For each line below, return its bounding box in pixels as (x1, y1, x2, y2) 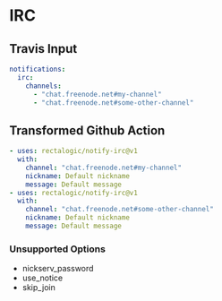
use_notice (21, 272, 64, 283)
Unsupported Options (9, 243, 106, 255)
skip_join (21, 282, 56, 293)
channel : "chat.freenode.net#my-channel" (25, 163, 182, 172)
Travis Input (9, 41, 78, 56)
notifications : (9, 64, 66, 73)
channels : (25, 82, 63, 90)
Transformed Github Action (9, 123, 166, 138)
